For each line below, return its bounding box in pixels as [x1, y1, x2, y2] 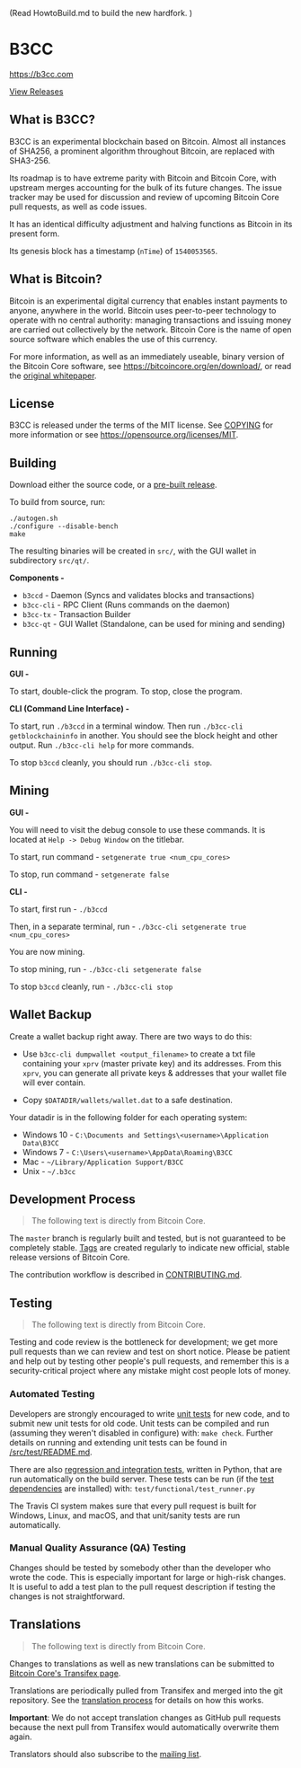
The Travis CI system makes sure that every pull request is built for [9, 1500, 257, 1511]
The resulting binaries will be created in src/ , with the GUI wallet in [9, 545, 257, 556]
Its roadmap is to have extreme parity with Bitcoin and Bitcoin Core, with [9, 172, 277, 183]
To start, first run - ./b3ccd [9, 903, 108, 915]
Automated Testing [9, 1388, 95, 1401]
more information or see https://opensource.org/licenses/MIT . [9, 429, 239, 440]
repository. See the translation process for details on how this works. [9, 1694, 264, 1705]
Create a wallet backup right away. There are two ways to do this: [9, 1030, 252, 1041]
